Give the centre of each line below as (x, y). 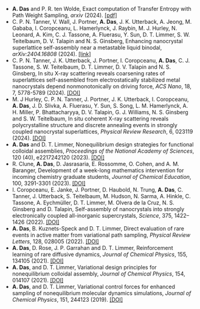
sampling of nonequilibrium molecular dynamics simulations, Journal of (102, 293)
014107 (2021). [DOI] (38, 280)
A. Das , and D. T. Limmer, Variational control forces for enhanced (93, 286)
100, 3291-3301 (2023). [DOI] (49, 183)
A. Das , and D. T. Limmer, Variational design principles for (84, 267)
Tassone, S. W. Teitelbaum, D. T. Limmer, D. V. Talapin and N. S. (91, 67)
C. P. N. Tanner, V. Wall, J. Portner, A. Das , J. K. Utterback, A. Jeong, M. (102, 22)
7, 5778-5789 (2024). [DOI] (46, 93)
